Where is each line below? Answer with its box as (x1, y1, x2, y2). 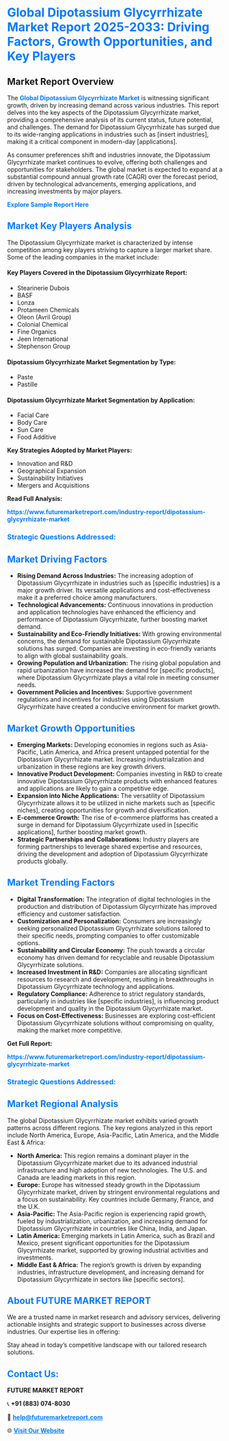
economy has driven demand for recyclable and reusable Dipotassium (16, 953, 215, 962)
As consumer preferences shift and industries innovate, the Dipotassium (7, 151, 211, 159)
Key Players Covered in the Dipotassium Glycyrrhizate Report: (7, 268, 188, 277)
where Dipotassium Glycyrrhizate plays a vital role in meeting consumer (16, 673, 219, 682)
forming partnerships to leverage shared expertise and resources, (16, 842, 203, 851)
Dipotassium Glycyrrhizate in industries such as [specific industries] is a (16, 579, 221, 587)
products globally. (16, 857, 68, 865)
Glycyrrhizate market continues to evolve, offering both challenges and (7, 158, 207, 166)
